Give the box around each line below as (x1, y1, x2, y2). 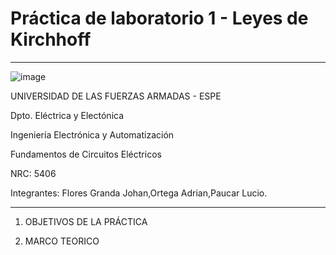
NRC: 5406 (10, 167, 57, 179)
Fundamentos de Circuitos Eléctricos (10, 148, 162, 160)
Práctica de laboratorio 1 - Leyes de (10, 7, 309, 30)
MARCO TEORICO (24, 235, 100, 247)
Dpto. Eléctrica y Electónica (10, 109, 125, 121)
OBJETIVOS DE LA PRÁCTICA (24, 215, 148, 227)
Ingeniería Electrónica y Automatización (10, 128, 175, 141)
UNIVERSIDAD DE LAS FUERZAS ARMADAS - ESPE (10, 90, 222, 102)
